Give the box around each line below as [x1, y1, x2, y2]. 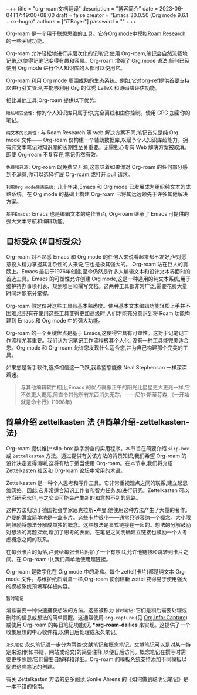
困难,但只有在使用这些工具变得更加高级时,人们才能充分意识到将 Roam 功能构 [6, 310, 191, 317]
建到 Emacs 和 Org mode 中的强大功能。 [6, 317, 104, 324]
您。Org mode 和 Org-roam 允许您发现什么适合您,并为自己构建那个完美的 [6, 344, 183, 351]
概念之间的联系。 [11, 535, 53, 543]
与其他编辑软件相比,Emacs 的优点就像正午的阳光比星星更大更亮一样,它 [20, 384, 191, 391]
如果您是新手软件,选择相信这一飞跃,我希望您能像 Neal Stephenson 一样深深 [6, 364, 187, 371]
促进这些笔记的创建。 [6, 663, 57, 670]
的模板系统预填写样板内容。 [6, 582, 73, 589]
